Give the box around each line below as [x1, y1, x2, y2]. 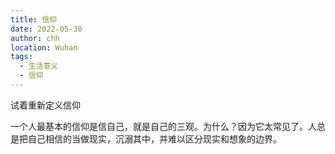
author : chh [10, 33, 60, 43]
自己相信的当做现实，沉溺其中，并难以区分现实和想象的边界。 [27, 132, 282, 145]
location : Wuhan [10, 42, 78, 53]
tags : [10, 52, 33, 62]
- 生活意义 [19, 61, 59, 71]
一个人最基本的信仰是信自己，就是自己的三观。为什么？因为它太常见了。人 [10, 120, 317, 132]
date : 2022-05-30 [10, 24, 83, 34]
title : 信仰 [10, 14, 57, 25]
